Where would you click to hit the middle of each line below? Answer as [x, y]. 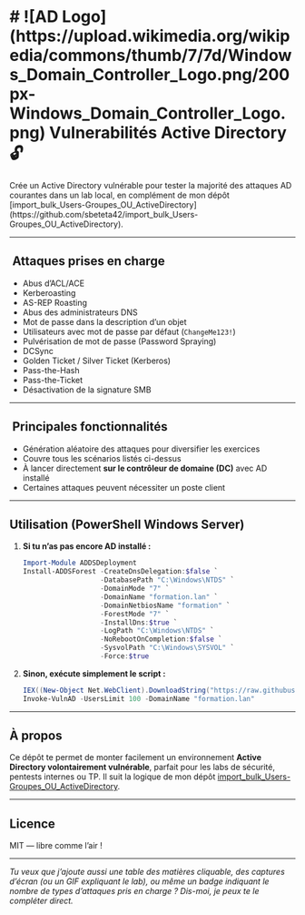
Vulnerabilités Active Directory [168, 133]
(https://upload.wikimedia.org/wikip [150, 36]
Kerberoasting [49, 292]
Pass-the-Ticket [53, 380]
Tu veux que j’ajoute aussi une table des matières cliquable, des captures [148, 872]
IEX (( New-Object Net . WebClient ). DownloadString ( [116, 690]
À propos [36, 736]
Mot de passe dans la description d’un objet [105, 321]
